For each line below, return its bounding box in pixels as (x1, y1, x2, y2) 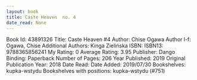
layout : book (6, 8, 39, 15)
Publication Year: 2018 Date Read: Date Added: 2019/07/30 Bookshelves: (6, 61, 186, 68)
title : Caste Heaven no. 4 (6, 14, 76, 20)
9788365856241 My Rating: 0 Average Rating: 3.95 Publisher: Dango (6, 49, 176, 56)
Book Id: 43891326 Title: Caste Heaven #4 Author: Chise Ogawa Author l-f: (6, 36, 191, 43)
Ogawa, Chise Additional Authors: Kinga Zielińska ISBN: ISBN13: (6, 42, 164, 49)
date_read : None (6, 20, 47, 25)
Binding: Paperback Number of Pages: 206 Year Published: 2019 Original (6, 55, 186, 62)
